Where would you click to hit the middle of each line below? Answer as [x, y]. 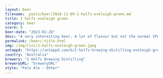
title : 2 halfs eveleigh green [37, 18]
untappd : [14, 50]
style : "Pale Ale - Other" [32, 68]
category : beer [20, 23]
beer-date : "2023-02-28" [30, 32]
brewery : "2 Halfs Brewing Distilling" [45, 59]
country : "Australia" [27, 55]
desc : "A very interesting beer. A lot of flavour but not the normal [78, 37]
